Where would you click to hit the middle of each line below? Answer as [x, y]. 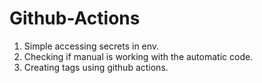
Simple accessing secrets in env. [91, 46]
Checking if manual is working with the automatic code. [138, 56]
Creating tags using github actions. [96, 67]
